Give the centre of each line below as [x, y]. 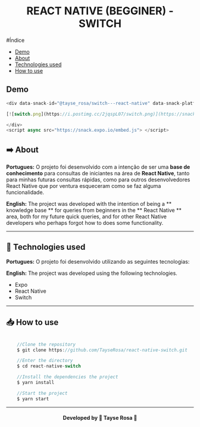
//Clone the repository [46, 344]
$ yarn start [33, 399]
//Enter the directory [45, 361]
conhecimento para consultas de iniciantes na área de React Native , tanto [98, 174]
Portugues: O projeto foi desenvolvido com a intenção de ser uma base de [98, 167]
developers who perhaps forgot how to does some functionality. [85, 223]
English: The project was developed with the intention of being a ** [89, 204]
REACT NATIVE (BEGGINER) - [100, 11]
